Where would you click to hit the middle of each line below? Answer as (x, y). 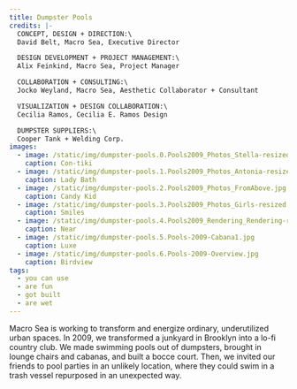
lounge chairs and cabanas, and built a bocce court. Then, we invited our (142, 356)
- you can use (43, 278)
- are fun (35, 287)
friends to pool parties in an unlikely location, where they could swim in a (142, 366)
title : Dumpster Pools (51, 17)
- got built (39, 295)
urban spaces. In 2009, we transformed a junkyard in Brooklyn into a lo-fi (143, 338)
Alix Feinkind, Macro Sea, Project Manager (98, 66)
